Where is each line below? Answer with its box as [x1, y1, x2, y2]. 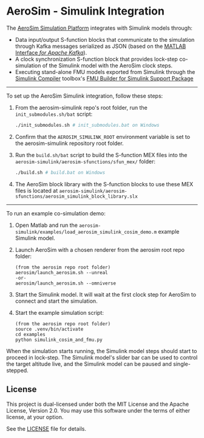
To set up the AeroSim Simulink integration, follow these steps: [6, 92, 163, 99]
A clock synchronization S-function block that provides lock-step [15, 55, 178, 62]
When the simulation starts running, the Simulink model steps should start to [6, 347, 197, 354]
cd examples [15, 331, 46, 337]
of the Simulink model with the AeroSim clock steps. [42, 62, 173, 69]
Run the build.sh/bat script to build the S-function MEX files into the [15, 151, 188, 158]
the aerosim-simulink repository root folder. [15, 140, 124, 147]
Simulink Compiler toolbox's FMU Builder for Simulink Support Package [15, 75, 194, 82]
